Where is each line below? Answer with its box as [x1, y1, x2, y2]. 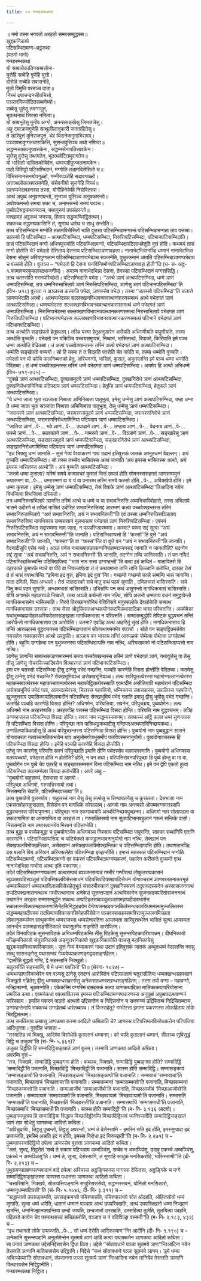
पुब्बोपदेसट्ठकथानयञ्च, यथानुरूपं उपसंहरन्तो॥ [6, 206, 90, 213]
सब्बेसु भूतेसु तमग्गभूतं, [6, 105, 48, 112]
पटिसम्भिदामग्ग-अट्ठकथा [6, 44, 51, 51]
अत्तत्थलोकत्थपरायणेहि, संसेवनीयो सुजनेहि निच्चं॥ [6, 179, 99, 186]
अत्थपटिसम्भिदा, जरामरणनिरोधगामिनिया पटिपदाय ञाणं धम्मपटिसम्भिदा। [6, 416, 139, 423]
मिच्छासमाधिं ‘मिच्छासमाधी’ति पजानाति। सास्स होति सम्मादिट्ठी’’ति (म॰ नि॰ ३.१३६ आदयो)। [6, 1105, 175, 1112]
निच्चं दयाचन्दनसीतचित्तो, [6, 91, 53, 99]
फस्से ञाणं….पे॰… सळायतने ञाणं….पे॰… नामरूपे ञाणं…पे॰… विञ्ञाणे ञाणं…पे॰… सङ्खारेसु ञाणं [6, 429, 188, 436]
